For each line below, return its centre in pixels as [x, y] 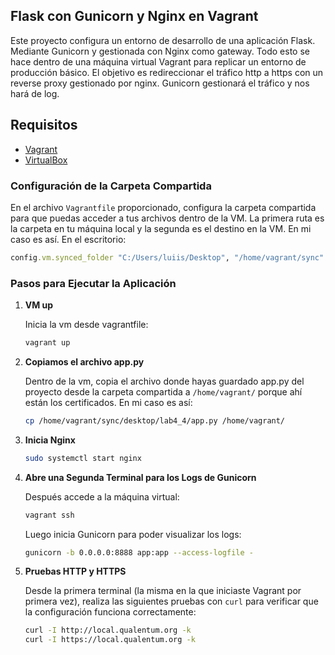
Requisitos [44, 125]
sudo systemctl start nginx [83, 458]
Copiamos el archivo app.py [84, 361]
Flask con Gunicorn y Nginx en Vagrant [134, 16]
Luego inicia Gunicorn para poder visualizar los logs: [133, 534]
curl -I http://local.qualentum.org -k [108, 630]
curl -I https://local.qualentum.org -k [110, 640]
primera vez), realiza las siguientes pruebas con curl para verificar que [171, 601]
